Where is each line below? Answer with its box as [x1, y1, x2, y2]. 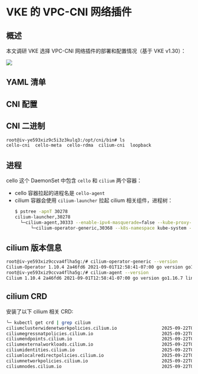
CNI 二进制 [6, 121, 45, 131]
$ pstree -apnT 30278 [14, 208, 68, 215]
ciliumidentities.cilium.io [6, 347, 75, 353]
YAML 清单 [6, 77, 46, 87]
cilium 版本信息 [6, 243, 62, 253]
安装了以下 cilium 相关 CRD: [6, 307, 74, 315]
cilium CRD [6, 292, 48, 302]
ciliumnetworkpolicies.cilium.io [6, 358, 88, 364]
